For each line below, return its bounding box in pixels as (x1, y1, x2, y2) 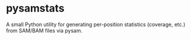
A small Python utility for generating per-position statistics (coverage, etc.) (6, 21, 186, 28)
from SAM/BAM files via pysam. (6, 27, 83, 34)
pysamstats (6, 2, 65, 15)
